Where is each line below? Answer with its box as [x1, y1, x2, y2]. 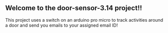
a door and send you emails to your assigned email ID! [5, 22, 118, 28]
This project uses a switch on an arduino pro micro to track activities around [5, 17, 163, 23]
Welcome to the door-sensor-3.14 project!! [5, 4, 142, 12]
